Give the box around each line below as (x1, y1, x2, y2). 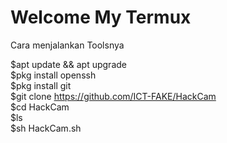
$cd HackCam (10, 101, 70, 113)
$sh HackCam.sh (10, 122, 82, 134)
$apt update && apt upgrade (10, 58, 127, 70)
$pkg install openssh (10, 69, 97, 81)
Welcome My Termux (10, 6, 192, 29)
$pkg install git (10, 79, 72, 91)
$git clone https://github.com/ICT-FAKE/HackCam (10, 90, 217, 102)
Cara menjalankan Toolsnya (10, 39, 125, 51)
